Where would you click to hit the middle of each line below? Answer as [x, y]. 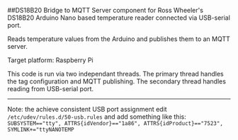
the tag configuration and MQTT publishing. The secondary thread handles [117, 81]
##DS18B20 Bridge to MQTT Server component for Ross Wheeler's [106, 10]
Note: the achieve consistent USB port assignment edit [87, 109]
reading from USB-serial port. [51, 89]
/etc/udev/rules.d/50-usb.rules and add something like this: [97, 117]
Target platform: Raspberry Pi [50, 60]
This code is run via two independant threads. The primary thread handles [116, 74]
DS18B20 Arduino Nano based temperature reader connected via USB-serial [119, 18]
